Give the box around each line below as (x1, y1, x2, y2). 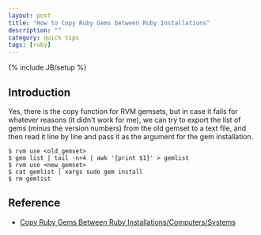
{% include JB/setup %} (8, 63, 87, 72)
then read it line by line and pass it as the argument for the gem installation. (8, 131, 254, 141)
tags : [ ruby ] (8, 41, 51, 49)
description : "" (8, 26, 62, 34)
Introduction (8, 85, 71, 99)
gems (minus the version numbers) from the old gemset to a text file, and (8, 123, 247, 133)
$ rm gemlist (8, 175, 51, 183)
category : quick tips (8, 33, 80, 42)
